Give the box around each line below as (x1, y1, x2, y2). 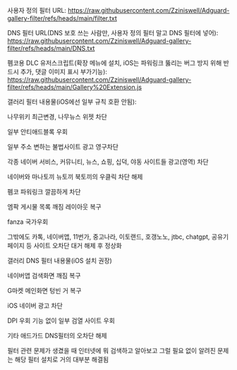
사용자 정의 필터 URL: (7, 6, 67, 14)
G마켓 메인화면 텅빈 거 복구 (7, 287, 82, 294)
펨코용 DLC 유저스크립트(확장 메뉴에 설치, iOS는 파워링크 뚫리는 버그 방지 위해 (7, 59, 222, 67)
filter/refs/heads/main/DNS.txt (7, 44, 95, 52)
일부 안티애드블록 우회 (7, 128, 68, 136)
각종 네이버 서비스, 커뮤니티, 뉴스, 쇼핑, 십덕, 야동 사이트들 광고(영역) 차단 (7, 157, 209, 166)
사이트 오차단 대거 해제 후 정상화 (33, 241, 122, 249)
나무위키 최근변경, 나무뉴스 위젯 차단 (7, 112, 107, 121)
